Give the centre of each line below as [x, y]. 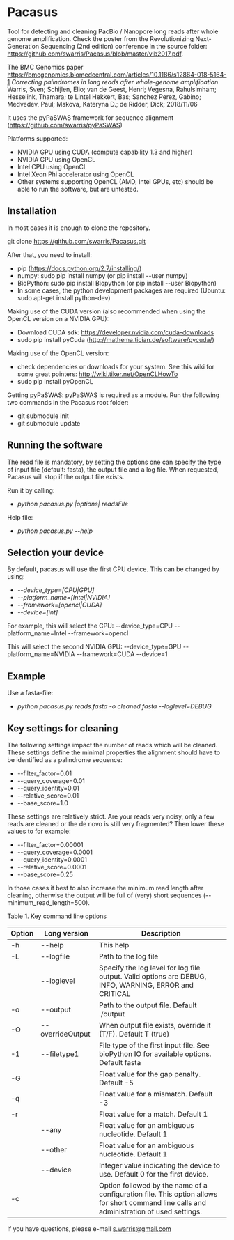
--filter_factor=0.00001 [50, 845]
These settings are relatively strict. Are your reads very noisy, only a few [111, 816]
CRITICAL [115, 994]
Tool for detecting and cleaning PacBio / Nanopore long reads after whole [113, 31]
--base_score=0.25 [45, 874]
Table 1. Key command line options [57, 916]
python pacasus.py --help [55, 531]
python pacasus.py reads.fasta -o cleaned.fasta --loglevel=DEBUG [114, 706]
